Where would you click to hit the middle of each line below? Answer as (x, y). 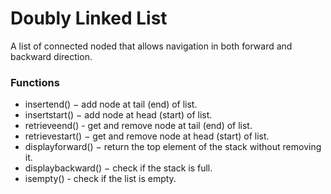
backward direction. (51, 56)
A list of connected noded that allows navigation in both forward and (151, 46)
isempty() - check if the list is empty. (100, 179)
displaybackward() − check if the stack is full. (118, 168)
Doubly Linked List (89, 18)
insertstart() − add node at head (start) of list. (118, 115)
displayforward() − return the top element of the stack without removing (173, 147)
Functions (35, 82)
